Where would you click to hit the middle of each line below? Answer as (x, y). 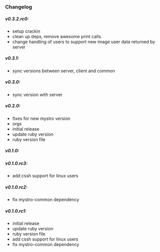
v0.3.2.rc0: (17, 19)
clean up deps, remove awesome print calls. (57, 36)
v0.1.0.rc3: (17, 163)
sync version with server (37, 95)
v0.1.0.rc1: (16, 211)
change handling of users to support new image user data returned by (84, 42)
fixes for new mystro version (41, 118)
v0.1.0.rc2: (16, 187)
